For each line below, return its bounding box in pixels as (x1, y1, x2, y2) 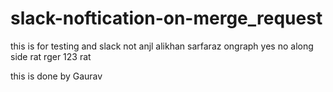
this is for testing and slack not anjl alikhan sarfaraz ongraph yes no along (10, 40, 314, 52)
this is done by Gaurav (10, 70, 103, 82)
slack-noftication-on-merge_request (10, 7, 323, 30)
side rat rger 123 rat (10, 50, 92, 62)
